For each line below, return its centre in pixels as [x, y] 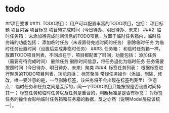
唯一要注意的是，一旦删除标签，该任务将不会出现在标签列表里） [80, 80]
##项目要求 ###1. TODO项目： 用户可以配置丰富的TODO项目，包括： [77, 23]
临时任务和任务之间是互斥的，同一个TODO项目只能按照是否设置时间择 [88, 86]
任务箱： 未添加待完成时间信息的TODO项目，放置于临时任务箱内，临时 [83, 36]
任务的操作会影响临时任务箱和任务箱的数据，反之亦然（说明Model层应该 [80, 99]
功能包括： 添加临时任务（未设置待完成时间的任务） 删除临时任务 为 [89, 42]
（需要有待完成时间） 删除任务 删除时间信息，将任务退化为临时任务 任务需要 [85, 61]
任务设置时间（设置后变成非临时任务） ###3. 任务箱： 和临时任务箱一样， [86, 48]
